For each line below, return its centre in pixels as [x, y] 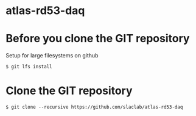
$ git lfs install [29, 67]
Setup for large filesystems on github [52, 56]
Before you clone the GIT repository [98, 39]
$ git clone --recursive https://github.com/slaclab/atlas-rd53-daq [94, 107]
